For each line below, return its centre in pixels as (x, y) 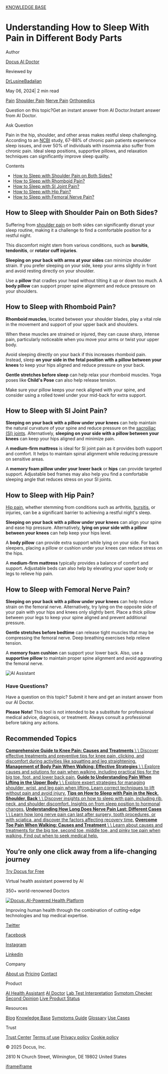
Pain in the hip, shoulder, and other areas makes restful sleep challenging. (82, 135)
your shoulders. (22, 291)
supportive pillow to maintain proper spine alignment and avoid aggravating (84, 658)
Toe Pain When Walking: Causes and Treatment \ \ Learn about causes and (84, 825)
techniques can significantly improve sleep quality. (58, 156)
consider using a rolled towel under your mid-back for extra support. (76, 395)
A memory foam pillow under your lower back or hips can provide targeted (84, 469)
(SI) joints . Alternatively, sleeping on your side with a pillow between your (82, 433)
